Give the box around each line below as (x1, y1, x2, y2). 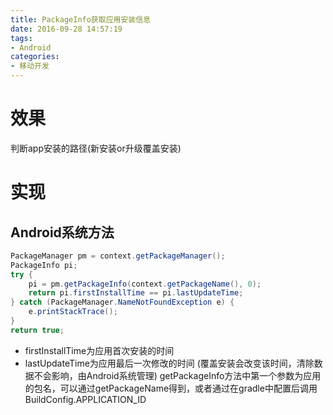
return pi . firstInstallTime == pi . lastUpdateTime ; (28, 288, 244, 298)
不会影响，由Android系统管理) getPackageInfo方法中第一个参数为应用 (33, 369, 322, 381)
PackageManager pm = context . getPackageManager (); (10, 251, 226, 261)
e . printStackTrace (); (28, 307, 118, 317)
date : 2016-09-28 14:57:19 (10, 24, 123, 34)
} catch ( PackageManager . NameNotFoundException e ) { (10, 297, 235, 308)
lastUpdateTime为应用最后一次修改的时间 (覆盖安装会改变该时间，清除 (24, 357, 315, 369)
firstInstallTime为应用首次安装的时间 (24, 344, 175, 356)
